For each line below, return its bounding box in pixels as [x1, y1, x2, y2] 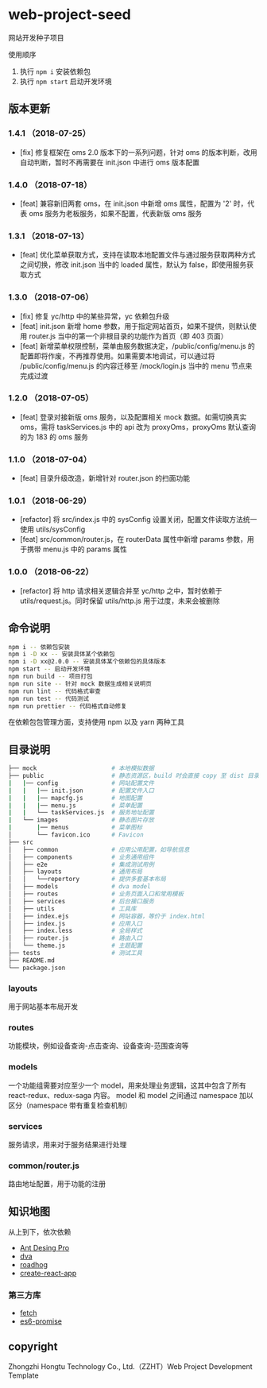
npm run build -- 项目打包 [8, 673, 93, 681]
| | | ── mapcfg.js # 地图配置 [8, 794, 143, 802]
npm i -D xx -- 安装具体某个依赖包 [8, 650, 115, 659]
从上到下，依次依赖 [8, 1228, 72, 1236]
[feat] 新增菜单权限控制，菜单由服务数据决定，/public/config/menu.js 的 [19, 341, 256, 350]
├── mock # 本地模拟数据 [8, 764, 155, 772]
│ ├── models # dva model [8, 883, 151, 891]
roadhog [19, 1260, 48, 1269]
